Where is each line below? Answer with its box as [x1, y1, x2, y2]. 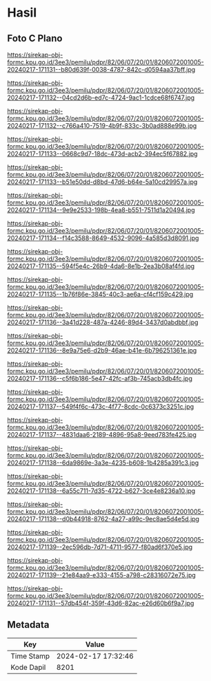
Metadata [7, 619, 50, 631]
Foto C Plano [7, 32, 63, 44]
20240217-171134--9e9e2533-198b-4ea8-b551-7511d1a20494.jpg [7, 206, 195, 214]
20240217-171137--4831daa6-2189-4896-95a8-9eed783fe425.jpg [7, 431, 197, 438]
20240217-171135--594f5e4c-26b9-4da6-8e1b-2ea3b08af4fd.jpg [7, 262, 195, 270]
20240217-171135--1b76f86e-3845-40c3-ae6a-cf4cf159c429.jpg [7, 290, 194, 298]
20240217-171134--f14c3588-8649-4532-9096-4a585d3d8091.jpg [7, 234, 199, 242]
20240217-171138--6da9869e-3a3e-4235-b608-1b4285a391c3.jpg [7, 458, 199, 467]
